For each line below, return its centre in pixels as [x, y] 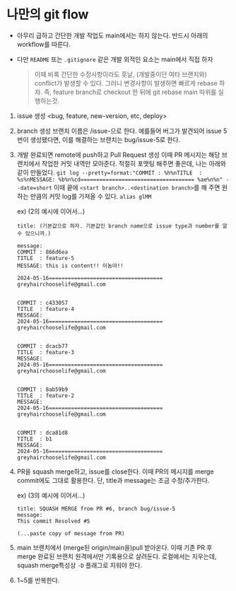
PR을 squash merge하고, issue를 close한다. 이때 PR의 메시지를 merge [115, 472]
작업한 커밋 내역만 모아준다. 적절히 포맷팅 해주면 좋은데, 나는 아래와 [134, 163]
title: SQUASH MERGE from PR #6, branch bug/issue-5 [96, 509]
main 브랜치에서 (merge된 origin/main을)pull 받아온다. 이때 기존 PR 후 [114, 547]
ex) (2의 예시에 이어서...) [51, 211]
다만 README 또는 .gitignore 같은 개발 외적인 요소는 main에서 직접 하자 [115, 59]
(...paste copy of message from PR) [71, 533]
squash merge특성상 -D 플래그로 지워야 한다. [79, 565]
